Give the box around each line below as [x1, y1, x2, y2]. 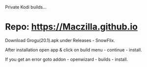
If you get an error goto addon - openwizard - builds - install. [5, 56, 128, 62]
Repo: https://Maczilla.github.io [5, 22, 138, 32]
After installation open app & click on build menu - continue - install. [5, 46, 142, 53]
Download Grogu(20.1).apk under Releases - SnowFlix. [5, 37, 115, 43]
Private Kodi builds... [5, 4, 47, 10]
